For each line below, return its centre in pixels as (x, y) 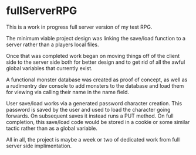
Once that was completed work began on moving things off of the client (93, 56)
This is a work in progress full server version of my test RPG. (79, 27)
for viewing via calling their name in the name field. (68, 92)
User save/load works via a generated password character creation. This (94, 103)
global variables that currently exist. (49, 68)
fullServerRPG (42, 11)
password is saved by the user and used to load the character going (88, 109)
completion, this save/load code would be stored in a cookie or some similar (98, 122)
